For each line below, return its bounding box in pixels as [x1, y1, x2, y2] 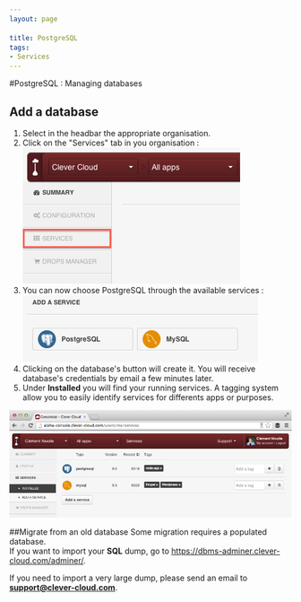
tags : [9, 43, 30, 52]
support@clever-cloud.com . [9, 581, 118, 592]
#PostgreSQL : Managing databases [9, 78, 143, 89]
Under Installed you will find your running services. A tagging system [21, 382, 279, 393]
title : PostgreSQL [9, 33, 78, 42]
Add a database [9, 104, 99, 119]
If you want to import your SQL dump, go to [9, 545, 170, 556]
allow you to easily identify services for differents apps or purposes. [21, 391, 274, 403]
